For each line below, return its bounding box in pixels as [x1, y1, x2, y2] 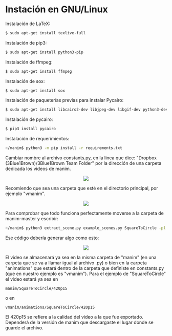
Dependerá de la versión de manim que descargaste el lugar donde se [5, 319, 154, 325]
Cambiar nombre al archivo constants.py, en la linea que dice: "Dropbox [5, 155, 157, 161]
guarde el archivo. [5, 324, 44, 331]
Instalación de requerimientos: [5, 136, 70, 142]
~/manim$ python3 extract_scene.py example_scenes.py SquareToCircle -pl [5, 225, 166, 231]
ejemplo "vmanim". [5, 191, 46, 197]
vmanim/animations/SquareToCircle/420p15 [5, 305, 95, 310]
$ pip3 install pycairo [5, 127, 56, 132]
